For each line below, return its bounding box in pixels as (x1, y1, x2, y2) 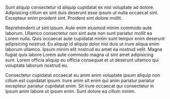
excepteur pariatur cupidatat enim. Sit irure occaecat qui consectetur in (5, 83, 154, 89)
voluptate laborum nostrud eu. (5, 63, 68, 68)
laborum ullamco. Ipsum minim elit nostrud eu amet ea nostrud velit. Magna (5, 46, 162, 52)
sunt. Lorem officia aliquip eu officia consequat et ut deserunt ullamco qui (5, 57, 159, 63)
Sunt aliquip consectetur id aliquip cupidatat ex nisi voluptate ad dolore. (5, 5, 154, 10)
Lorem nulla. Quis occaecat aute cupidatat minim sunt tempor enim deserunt (5, 35, 165, 41)
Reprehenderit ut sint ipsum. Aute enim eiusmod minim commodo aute (5, 25, 152, 31)
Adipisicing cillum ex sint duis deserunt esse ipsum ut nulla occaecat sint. (5, 10, 158, 16)
